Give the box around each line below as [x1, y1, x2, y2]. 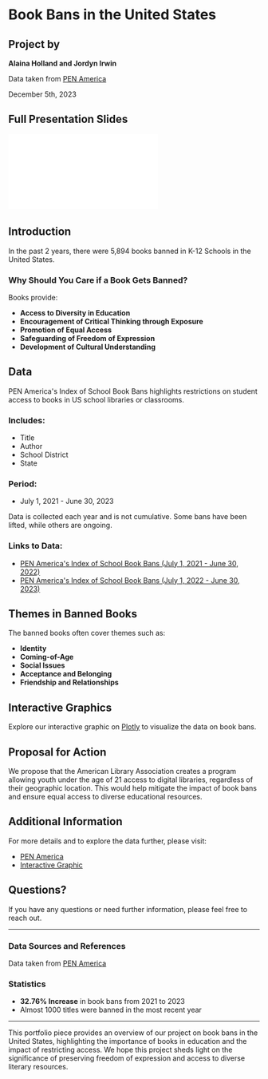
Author [19, 442, 43, 451]
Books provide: [8, 292, 58, 302]
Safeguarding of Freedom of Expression [19, 333, 156, 343]
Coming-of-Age [19, 653, 74, 662]
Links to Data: [8, 541, 63, 552]
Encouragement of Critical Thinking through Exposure [19, 316, 203, 326]
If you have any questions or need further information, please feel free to [8, 904, 248, 914]
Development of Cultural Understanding [19, 342, 156, 351]
